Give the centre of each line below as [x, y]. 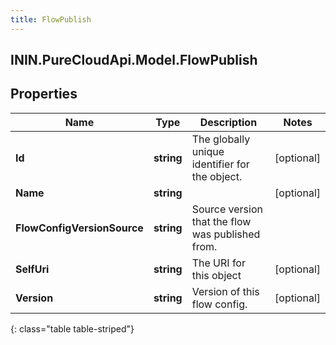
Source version [227, 209]
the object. [217, 176]
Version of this [225, 291]
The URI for [218, 263]
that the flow [221, 221]
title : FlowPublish [51, 19]
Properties [44, 94]
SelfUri [32, 269]
